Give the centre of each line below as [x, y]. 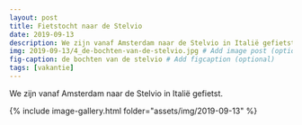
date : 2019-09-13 [42, 34]
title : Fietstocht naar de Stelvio [76, 26]
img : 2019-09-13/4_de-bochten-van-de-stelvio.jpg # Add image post [138, 51]
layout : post [34, 18]
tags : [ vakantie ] [42, 68]
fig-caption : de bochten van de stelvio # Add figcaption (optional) [142, 59]
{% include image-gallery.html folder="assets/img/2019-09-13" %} [133, 111]
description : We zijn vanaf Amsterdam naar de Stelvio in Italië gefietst [152, 43]
